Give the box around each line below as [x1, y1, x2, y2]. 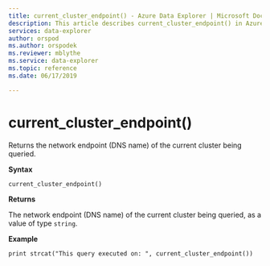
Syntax [8, 164, 33, 174]
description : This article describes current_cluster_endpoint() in [8, 19, 243, 27]
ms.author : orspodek [8, 42, 78, 50]
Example [8, 234, 39, 243]
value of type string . [8, 218, 78, 228]
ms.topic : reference [8, 64, 78, 73]
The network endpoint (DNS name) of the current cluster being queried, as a [8, 210, 262, 219]
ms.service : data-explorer [8, 57, 99, 65]
